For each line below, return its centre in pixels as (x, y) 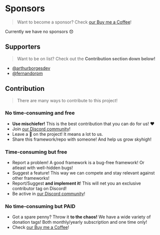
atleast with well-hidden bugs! (42, 168)
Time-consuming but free (36, 152)
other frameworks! (31, 178)
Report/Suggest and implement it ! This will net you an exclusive (77, 183)
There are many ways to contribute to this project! (67, 100)
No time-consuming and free (40, 113)
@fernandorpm (27, 73)
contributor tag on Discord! (39, 189)
